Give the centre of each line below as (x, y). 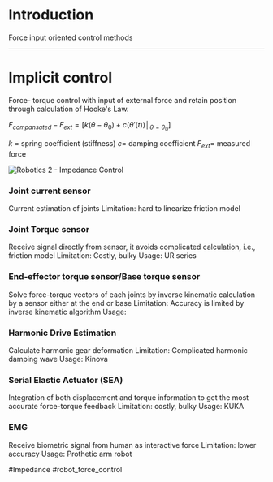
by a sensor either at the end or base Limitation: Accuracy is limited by (126, 303)
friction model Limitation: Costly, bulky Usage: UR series (103, 256)
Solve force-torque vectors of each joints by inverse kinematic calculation (132, 295)
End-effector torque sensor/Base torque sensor (104, 277)
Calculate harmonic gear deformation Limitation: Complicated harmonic (128, 350)
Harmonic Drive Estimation (63, 333)
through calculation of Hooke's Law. (69, 109)
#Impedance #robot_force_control (65, 469)
